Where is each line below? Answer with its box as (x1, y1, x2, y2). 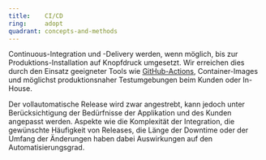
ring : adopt (8, 19, 63, 28)
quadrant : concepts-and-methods (8, 27, 118, 35)
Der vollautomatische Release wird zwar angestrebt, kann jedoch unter (8, 99, 246, 110)
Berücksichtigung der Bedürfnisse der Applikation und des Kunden (8, 108, 232, 118)
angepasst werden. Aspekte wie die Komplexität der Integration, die (8, 117, 235, 127)
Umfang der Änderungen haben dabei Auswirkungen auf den (8, 134, 213, 144)
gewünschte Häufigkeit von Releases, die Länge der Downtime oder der (8, 125, 249, 135)
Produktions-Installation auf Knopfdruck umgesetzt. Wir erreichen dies (8, 58, 245, 67)
